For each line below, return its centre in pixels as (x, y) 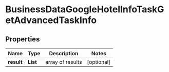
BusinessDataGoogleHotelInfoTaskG (85, 9)
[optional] (99, 62)
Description (64, 53)
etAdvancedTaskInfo (51, 20)
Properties (23, 39)
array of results (64, 62)
